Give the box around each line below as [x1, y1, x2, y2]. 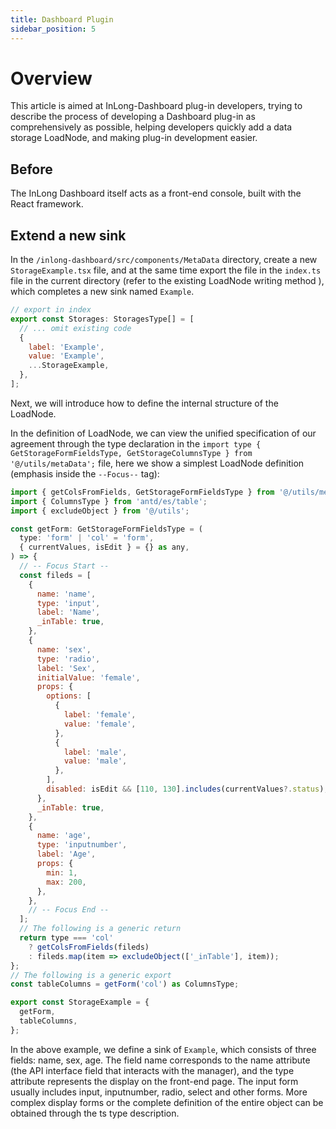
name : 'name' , [36, 589, 97, 599]
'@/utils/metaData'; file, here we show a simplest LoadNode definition [10, 457, 305, 469]
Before [10, 161, 53, 178]
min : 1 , [46, 867, 78, 878]
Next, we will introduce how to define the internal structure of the [10, 397, 279, 409]
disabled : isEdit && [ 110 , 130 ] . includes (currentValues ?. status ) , [46, 784, 329, 795]
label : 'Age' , [36, 849, 97, 860]
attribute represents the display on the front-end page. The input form [10, 1075, 299, 1087]
